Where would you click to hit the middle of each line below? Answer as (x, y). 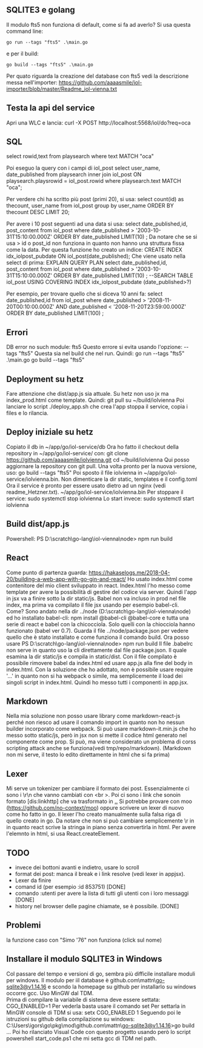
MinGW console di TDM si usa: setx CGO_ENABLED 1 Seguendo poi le (94, 1012)
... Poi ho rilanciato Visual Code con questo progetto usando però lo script (98, 1032)
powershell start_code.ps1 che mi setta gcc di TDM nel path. (82, 1038)
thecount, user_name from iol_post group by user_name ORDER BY (90, 205)
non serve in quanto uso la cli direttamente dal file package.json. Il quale (96, 650)
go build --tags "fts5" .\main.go (50, 64)
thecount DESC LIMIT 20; (38, 212)
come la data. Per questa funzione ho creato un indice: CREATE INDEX (95, 250)
